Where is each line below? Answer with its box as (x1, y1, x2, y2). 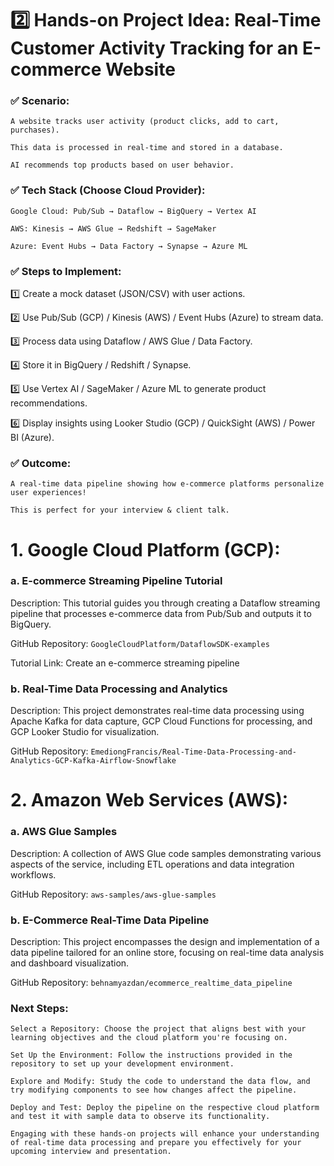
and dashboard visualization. (10, 957, 130, 969)
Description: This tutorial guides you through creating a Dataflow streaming (10, 597, 321, 609)
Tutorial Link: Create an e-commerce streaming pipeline (10, 657, 240, 669)
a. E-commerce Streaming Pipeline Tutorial (10, 574, 223, 588)
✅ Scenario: (10, 94, 70, 108)
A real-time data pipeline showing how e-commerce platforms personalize (10, 479, 325, 489)
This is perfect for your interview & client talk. (10, 505, 230, 516)
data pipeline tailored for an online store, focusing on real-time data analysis (10, 946, 325, 958)
